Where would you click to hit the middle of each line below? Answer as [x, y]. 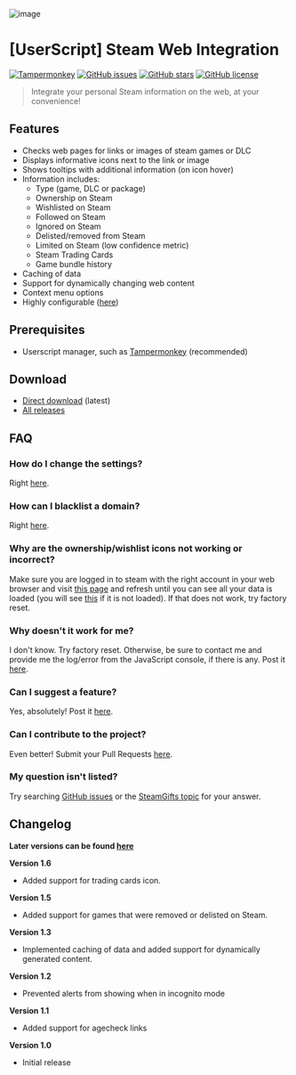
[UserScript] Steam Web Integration [144, 50]
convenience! [56, 101]
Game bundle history [74, 264]
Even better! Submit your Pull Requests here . [91, 753]
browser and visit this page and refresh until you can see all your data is [141, 589]
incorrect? [32, 559]
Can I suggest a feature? [63, 692]
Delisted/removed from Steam [90, 235]
